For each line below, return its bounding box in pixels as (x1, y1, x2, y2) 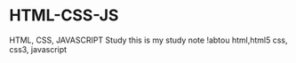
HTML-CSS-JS (9, 5, 119, 26)
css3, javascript (9, 43, 68, 54)
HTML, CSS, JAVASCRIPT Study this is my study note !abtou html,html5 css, (9, 35, 288, 45)
